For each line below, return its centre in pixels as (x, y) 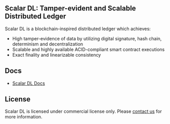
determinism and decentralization (48, 44)
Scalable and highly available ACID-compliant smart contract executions (88, 49)
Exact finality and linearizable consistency (56, 55)
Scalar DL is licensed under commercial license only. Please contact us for (83, 111)
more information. (24, 117)
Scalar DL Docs (29, 83)
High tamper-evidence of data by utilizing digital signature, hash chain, (87, 38)
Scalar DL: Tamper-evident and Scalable (70, 8)
